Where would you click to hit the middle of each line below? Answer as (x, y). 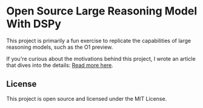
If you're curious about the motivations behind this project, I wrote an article (101, 59)
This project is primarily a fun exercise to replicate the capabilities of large (99, 40)
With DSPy (34, 24)
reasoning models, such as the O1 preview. (60, 47)
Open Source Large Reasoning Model (102, 11)
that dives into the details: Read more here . (60, 65)
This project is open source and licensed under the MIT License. (87, 98)
